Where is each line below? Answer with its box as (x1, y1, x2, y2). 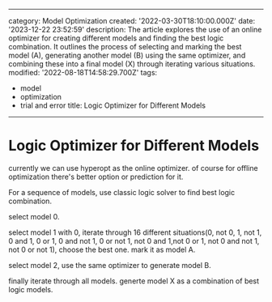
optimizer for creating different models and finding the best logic (8, 33, 224, 43)
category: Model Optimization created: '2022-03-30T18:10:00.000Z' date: (8, 16, 256, 25)
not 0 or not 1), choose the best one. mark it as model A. (8, 245, 196, 254)
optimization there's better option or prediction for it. (8, 172, 184, 181)
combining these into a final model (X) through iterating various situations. (8, 59, 256, 69)
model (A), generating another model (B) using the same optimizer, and (8, 50, 246, 60)
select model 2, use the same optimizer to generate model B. (8, 260, 212, 270)
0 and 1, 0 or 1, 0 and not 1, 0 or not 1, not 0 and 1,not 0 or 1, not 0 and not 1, (8, 236, 260, 245)
